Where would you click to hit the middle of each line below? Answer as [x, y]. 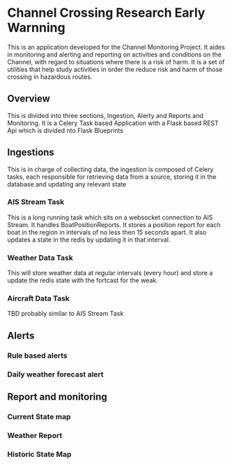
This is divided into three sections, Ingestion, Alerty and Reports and [106, 115]
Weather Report [35, 435]
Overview [29, 99]
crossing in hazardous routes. [50, 77]
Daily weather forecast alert [55, 374]
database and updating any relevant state [67, 184]
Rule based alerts [37, 356]
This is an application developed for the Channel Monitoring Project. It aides [116, 47]
